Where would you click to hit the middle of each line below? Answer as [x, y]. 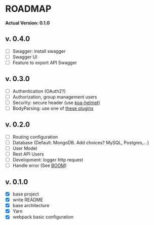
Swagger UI [25, 57]
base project [26, 194]
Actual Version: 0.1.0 [28, 23]
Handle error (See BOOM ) [40, 166]
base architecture [31, 206]
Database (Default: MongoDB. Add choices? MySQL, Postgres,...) [81, 142]
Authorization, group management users [55, 97]
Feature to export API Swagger [45, 62]
